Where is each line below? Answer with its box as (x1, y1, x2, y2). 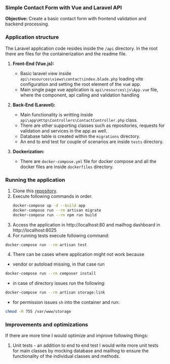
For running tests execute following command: (12, 233, 110, 239)
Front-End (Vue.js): (12, 60, 55, 67)
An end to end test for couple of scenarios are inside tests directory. (20, 139, 164, 145)
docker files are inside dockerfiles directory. (20, 163, 114, 170)
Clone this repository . (12, 187, 58, 194)
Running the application (5, 176, 65, 183)
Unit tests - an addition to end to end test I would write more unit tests (12, 342, 158, 349)
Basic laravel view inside (20, 70, 72, 76)
